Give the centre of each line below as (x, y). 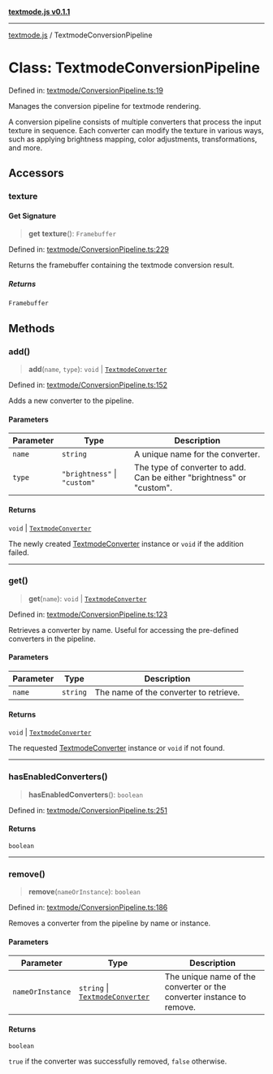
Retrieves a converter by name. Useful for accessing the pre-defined (123, 630)
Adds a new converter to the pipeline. (71, 401)
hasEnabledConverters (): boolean (86, 795)
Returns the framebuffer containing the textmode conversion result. (121, 265)
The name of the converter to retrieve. (167, 692)
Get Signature (32, 215)
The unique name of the (210, 977)
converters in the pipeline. (52, 639)
